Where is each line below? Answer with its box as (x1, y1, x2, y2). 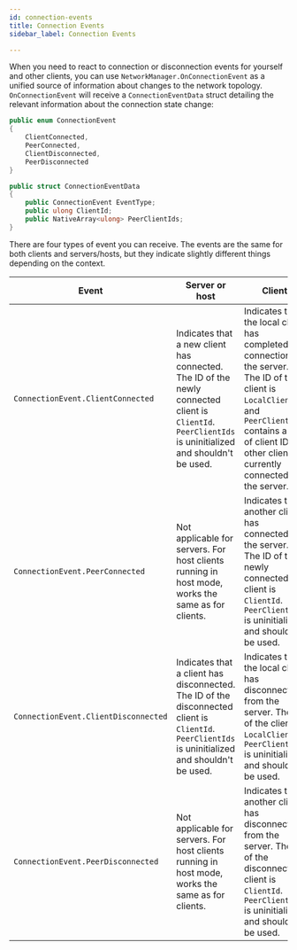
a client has (176, 666, 224, 679)
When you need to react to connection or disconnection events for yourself (9, 61, 284, 72)
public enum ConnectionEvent (9, 116, 117, 125)
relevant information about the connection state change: (9, 99, 214, 110)
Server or (185, 278, 226, 291)
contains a (244, 424, 287, 437)
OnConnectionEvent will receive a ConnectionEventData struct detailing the (9, 90, 274, 100)
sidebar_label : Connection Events (9, 29, 137, 38)
